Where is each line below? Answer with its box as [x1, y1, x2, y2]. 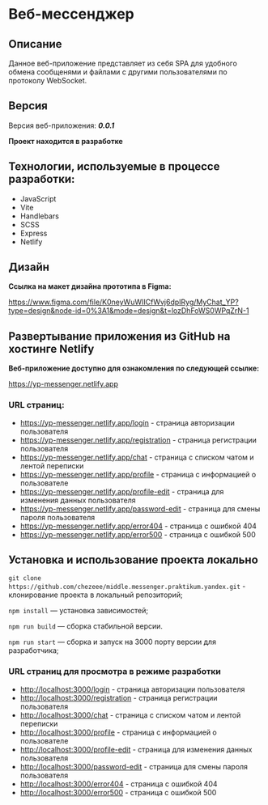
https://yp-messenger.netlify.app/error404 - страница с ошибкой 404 [19, 521, 257, 531]
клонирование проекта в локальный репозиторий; [8, 590, 184, 600]
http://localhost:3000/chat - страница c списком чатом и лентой [19, 710, 241, 720]
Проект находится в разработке [8, 136, 123, 146]
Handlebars [19, 211, 59, 221]
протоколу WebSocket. [8, 76, 87, 85]
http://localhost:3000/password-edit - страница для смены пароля [19, 761, 249, 771]
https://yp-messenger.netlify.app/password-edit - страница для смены [19, 503, 261, 514]
